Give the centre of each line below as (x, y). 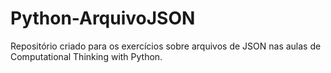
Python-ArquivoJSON (103, 18)
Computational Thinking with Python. (86, 56)
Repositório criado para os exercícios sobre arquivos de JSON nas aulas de (166, 46)
